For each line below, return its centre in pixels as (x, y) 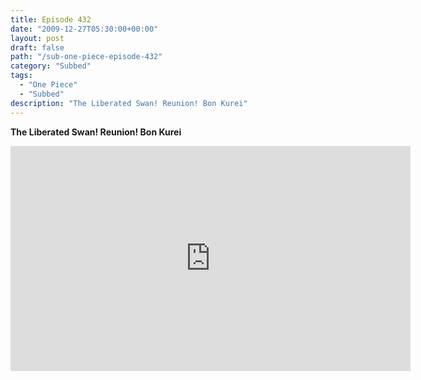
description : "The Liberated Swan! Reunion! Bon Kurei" (129, 103)
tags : (21, 76)
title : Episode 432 (51, 19)
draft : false (37, 47)
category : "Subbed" (51, 66)
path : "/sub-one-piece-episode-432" (86, 57)
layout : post (37, 38)
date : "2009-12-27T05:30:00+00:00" (84, 29)
